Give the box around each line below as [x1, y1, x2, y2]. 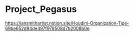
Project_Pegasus [5, 3, 77, 15]
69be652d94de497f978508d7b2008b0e [5, 25, 90, 31]
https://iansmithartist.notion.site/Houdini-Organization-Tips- [5, 20, 129, 26]
